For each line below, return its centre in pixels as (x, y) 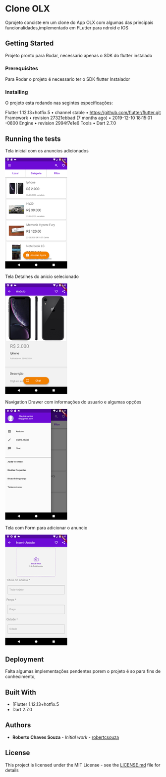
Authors (18, 725)
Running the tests (33, 139)
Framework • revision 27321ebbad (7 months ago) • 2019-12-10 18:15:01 (79, 118)
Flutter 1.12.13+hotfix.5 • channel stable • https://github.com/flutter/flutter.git (83, 113)
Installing (17, 92)
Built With (21, 692)
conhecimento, (21, 677)
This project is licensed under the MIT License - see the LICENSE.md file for (83, 765)
